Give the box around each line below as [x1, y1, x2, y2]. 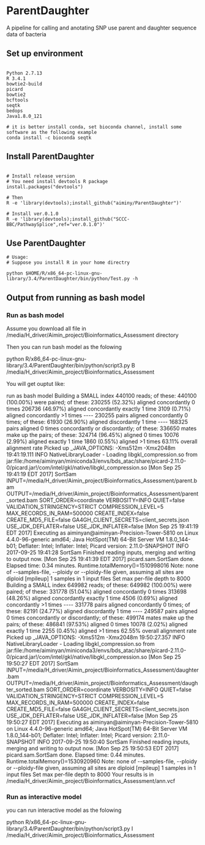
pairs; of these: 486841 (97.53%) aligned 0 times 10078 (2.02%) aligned [6, 621, 188, 628]
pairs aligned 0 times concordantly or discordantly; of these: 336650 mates [6, 425, 197, 432]
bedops [6, 108, 23, 114]
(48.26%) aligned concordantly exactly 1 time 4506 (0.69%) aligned [6, 594, 177, 602]
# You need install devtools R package [6, 178, 108, 184]
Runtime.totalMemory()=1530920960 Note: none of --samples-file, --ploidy [6, 758, 198, 765]
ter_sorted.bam [6, 686, 45, 693]
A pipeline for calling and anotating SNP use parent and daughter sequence [6, 24, 197, 31]
